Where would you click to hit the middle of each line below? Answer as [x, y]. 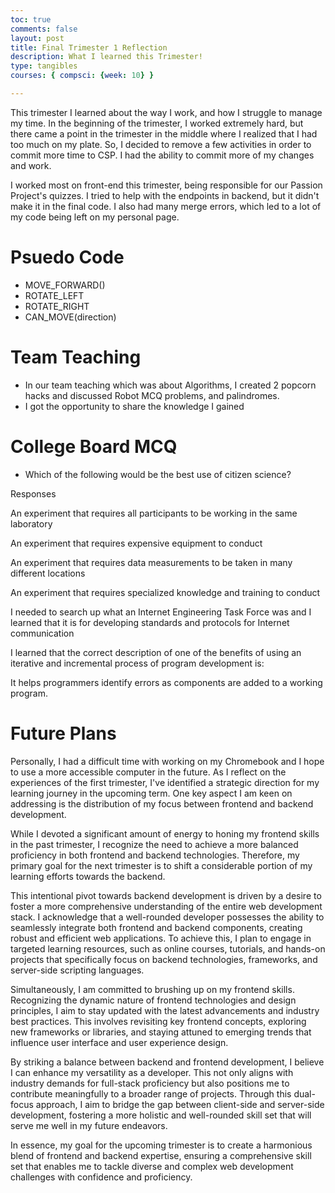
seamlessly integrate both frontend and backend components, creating [156, 927]
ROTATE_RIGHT [57, 306]
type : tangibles [44, 66]
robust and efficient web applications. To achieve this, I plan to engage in [161, 938]
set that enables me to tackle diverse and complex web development [152, 1166]
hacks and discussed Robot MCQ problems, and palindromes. [152, 395]
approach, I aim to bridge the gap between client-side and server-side [180, 1104]
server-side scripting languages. [77, 970]
